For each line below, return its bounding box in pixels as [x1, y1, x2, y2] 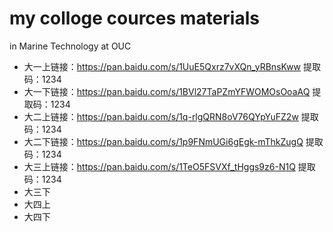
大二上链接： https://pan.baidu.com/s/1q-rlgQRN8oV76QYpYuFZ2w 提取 [23, 110, 319, 122]
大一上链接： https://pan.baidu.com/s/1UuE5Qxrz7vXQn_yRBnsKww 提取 [23, 60, 321, 72]
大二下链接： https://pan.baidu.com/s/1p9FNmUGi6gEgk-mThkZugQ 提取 [23, 135, 324, 147]
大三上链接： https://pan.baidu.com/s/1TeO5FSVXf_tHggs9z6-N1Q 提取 [23, 160, 316, 172]
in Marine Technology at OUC [9, 40, 132, 52]
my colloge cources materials [9, 7, 260, 30]
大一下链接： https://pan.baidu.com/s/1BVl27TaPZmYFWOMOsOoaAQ [23, 85, 311, 97]
